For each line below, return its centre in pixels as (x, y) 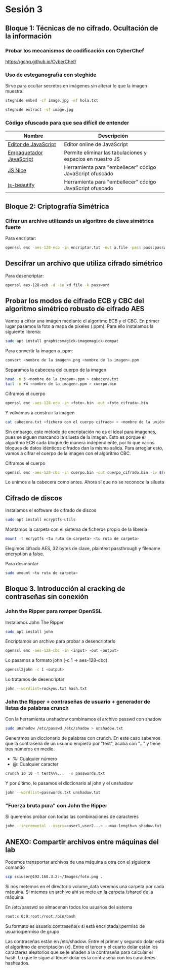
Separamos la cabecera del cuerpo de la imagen (56, 370)
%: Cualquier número (35, 759)
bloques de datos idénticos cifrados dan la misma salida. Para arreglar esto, (84, 448)
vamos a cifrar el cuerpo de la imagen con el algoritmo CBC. (68, 453)
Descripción (113, 136)
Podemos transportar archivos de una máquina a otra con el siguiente (78, 862)
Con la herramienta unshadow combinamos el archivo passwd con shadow (83, 719)
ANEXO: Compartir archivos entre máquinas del (82, 842)
